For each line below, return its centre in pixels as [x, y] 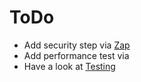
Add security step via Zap [77, 45]
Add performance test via [76, 55]
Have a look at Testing [69, 66]
